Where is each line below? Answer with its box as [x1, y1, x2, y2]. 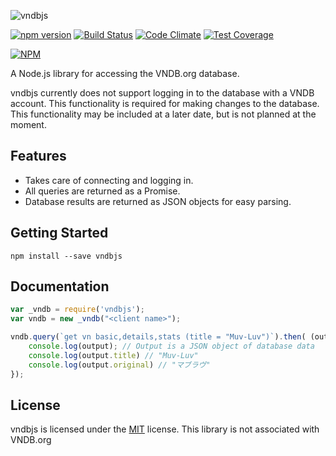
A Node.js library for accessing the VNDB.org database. [10, 68, 240, 79]
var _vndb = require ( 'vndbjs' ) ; [10, 305, 145, 315]
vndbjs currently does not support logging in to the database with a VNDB [10, 87, 315, 99]
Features [10, 148, 67, 165]
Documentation [10, 278, 110, 295]
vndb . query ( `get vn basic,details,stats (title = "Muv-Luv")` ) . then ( [10, 332, 307, 342]
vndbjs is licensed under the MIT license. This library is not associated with [10, 423, 320, 435]
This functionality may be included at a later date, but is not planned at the [10, 108, 317, 120]
